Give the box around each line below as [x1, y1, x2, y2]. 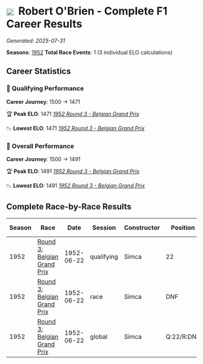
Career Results [6, 17, 83, 31]
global [89, 332, 108, 340]
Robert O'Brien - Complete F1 [18, 4, 168, 18]
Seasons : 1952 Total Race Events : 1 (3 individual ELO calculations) [6, 48, 173, 56]
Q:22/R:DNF [166, 332, 201, 340]
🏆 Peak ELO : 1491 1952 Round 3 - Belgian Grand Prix [6, 167, 140, 174]
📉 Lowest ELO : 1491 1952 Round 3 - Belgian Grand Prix [6, 182, 145, 189]
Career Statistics [6, 66, 71, 77]
